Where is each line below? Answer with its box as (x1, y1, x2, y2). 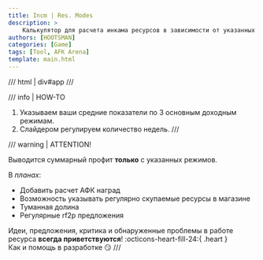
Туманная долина (19, 202, 80, 211)
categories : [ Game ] (8, 41, 72, 49)
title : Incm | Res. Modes (8, 11, 93, 20)
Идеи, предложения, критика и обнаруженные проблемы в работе (8, 225, 234, 235)
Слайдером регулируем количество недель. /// (19, 124, 180, 134)
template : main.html (8, 56, 76, 64)
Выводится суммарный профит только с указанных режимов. (8, 154, 218, 164)
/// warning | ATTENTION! (8, 139, 92, 149)
